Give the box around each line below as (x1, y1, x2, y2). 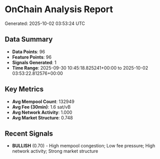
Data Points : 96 (12, 48, 45, 54)
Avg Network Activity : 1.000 (12, 109, 72, 115)
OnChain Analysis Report (5, 4, 113, 15)
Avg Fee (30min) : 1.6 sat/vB (12, 104, 71, 110)
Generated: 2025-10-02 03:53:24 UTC (5, 20, 86, 26)
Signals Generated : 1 (12, 59, 57, 66)
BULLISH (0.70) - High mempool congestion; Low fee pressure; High (12, 143, 155, 149)
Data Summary (5, 35, 53, 44)
